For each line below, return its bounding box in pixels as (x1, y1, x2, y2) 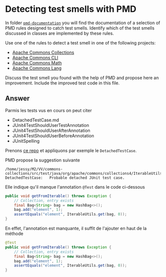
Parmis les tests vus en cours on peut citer (5, 107, 92, 113)
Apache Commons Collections (12, 49, 75, 55)
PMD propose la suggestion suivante (5, 157, 80, 163)
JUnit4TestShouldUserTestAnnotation (12, 122, 89, 128)
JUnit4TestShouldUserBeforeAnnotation (12, 132, 94, 139)
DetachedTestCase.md (12, 117, 59, 123)
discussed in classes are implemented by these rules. (5, 30, 114, 36)
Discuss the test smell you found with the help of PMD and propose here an (5, 75, 159, 80)
